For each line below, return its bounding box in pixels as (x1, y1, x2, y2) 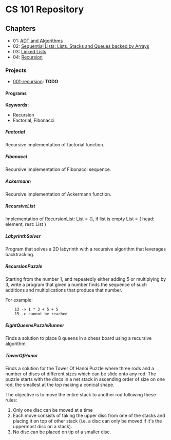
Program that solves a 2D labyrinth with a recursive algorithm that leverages (5, 246, 166, 252)
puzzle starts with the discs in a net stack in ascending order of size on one (5, 376, 165, 382)
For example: (5, 297, 33, 303)
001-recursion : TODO (12, 79, 59, 85)
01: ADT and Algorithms (12, 37, 63, 44)
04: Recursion (12, 54, 43, 60)
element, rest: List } (5, 221, 47, 227)
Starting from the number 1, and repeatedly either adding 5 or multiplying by (5, 276, 166, 282)
